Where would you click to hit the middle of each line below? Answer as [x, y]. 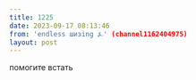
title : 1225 [31, 17]
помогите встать [41, 68]
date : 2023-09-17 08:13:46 [60, 26]
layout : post [34, 42]
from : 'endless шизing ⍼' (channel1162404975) [98, 34]
